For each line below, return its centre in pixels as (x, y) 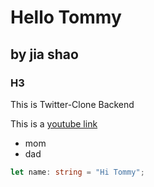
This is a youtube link (54, 123)
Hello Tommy (66, 17)
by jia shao (44, 54)
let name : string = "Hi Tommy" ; (77, 172)
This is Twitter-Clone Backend (72, 104)
